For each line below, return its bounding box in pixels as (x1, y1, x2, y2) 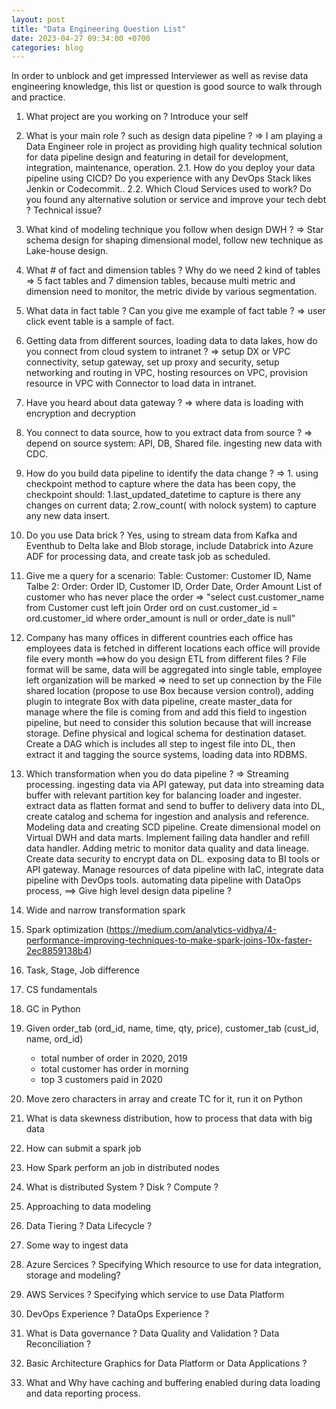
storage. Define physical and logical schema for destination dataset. (25, 727, 307, 740)
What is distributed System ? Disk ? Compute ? (25, 1181, 219, 1193)
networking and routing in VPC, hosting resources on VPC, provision (25, 367, 308, 379)
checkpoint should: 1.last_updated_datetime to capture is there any (25, 489, 301, 501)
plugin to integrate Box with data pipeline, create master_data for (25, 696, 293, 708)
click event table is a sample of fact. (25, 316, 175, 328)
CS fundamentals (25, 984, 98, 996)
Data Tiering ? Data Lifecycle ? (25, 1220, 153, 1232)
